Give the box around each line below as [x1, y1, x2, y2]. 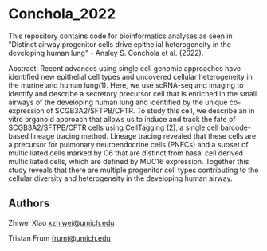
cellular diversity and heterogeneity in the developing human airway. [8, 173, 233, 183]
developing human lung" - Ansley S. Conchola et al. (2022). [8, 48, 204, 57]
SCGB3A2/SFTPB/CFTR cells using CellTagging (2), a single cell [8, 123, 219, 132]
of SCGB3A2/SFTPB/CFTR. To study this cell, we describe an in [46, 105, 255, 116]
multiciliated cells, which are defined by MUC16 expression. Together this [8, 156, 249, 166]
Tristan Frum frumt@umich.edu [8, 233, 112, 243]
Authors [8, 197, 50, 210]
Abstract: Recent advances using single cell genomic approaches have [8, 63, 241, 73]
